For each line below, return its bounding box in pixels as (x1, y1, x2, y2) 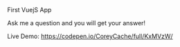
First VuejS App (7, 6, 52, 14)
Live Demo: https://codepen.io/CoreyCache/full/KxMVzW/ (7, 32, 173, 40)
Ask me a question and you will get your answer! (7, 19, 146, 27)
